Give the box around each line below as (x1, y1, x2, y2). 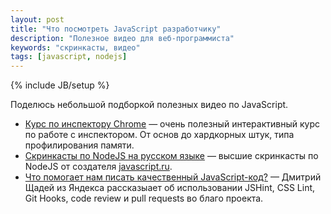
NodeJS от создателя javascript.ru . (24, 161, 173, 173)
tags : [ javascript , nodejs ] (10, 52, 128, 62)
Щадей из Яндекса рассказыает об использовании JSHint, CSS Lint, (24, 182, 316, 194)
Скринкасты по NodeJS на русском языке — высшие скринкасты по (24, 150, 319, 162)
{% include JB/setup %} (10, 79, 110, 91)
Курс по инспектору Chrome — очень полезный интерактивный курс (24, 118, 320, 130)
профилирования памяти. (24, 139, 135, 151)
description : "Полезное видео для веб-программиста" (10, 33, 235, 43)
